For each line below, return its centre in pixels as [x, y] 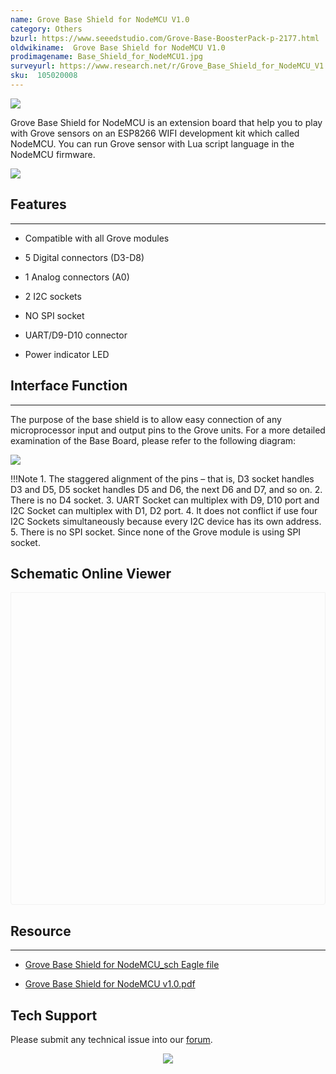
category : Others [46, 29]
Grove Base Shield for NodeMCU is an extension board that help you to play [166, 122]
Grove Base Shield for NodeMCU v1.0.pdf [110, 984]
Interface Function [69, 386]
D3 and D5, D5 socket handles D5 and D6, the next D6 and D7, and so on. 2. [166, 489]
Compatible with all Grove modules [97, 238]
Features [38, 204]
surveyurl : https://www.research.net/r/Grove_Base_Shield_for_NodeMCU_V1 [167, 66]
